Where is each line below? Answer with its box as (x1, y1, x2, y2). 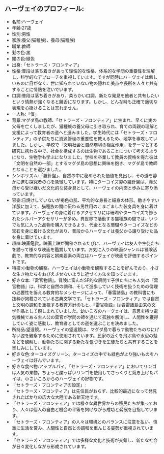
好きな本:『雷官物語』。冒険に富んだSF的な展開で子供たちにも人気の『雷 (11, 277, 159, 283)
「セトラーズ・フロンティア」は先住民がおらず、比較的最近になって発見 (11, 388, 158, 394)
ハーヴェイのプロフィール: (4, 4, 84, 13)
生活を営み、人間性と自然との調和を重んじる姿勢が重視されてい (20, 425, 150, 431)
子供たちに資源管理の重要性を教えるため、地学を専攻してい (37, 135, 158, 141)
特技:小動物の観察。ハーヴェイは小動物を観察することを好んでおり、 (11, 265, 151, 271)
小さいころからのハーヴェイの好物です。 (25, 376, 107, 382)
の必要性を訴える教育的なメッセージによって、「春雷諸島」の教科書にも (11, 290, 156, 295)
